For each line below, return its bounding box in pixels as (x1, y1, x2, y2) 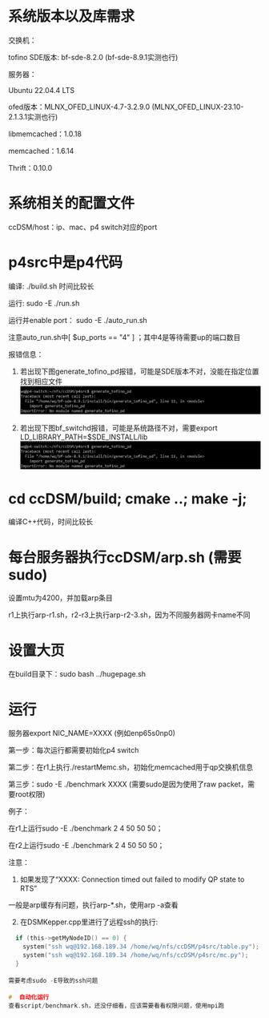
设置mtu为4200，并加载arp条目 (8, 593, 114, 603)
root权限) (14, 790, 46, 799)
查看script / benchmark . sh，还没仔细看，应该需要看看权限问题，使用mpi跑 (8, 1002, 225, 1010)
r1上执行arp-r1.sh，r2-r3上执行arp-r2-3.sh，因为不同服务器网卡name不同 (8, 610, 251, 620)
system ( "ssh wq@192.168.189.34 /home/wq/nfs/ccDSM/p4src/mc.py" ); (22, 951, 249, 959)
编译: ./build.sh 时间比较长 (8, 281, 94, 291)
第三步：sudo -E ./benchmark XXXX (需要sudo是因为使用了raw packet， (8, 779, 248, 790)
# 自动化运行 (8, 993, 50, 1002)
